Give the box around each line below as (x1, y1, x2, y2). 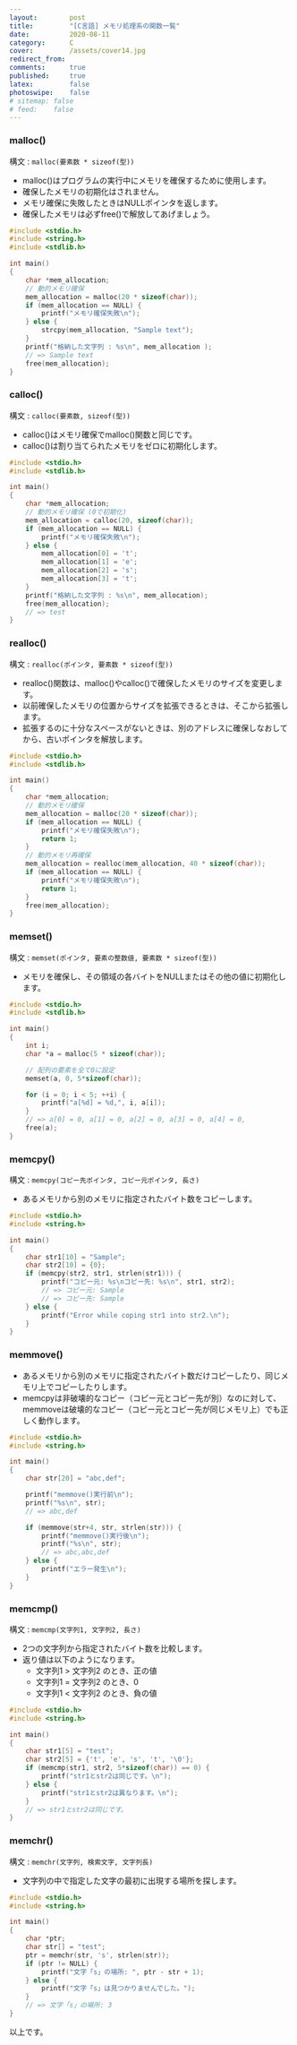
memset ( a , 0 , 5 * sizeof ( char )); (25, 1074, 142, 1083)
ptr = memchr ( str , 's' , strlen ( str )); (25, 1950, 170, 1960)
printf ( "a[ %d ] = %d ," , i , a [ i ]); (41, 1098, 166, 1107)
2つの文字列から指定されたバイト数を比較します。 (21, 1643, 208, 1654)
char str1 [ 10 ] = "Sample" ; (25, 1252, 126, 1261)
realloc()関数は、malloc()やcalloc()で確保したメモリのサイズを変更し (21, 677, 276, 688)
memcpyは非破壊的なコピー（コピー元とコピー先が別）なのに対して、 (21, 1392, 282, 1403)
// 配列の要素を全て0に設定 (25, 1065, 115, 1075)
